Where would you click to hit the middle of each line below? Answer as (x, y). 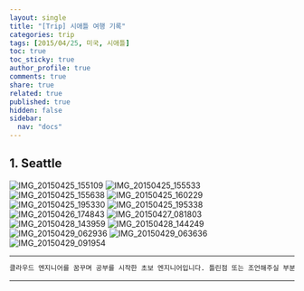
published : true (40, 102)
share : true (32, 85)
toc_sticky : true (42, 60)
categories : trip (42, 34)
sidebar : (26, 118)
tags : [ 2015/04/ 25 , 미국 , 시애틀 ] (70, 43)
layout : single (38, 18)
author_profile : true (50, 69)
